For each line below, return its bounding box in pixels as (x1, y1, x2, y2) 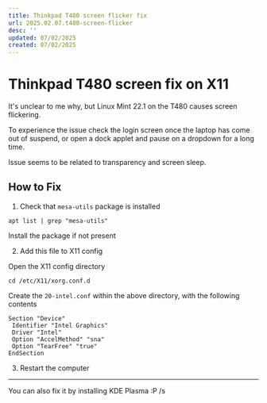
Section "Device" (8, 314, 66, 322)
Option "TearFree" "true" (11, 342, 98, 350)
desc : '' (8, 26, 37, 34)
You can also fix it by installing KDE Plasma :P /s (8, 386, 165, 395)
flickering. (8, 110, 41, 120)
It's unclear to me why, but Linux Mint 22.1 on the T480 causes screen (8, 102, 238, 111)
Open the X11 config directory (8, 261, 106, 271)
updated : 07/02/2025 (8, 33, 77, 42)
